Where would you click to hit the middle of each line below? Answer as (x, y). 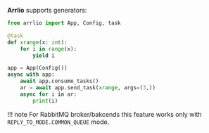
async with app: (31, 75)
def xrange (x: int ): (38, 42)
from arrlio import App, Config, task (64, 23)
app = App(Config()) (38, 68)
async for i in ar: (49, 94)
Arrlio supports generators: (47, 10)
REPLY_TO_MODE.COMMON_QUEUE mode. (58, 122)
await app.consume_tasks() (59, 81)
